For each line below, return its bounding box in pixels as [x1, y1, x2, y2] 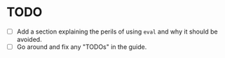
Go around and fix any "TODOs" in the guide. [16, 43, 147, 51]
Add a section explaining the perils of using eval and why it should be [16, 27, 218, 36]
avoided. [16, 36, 43, 43]
